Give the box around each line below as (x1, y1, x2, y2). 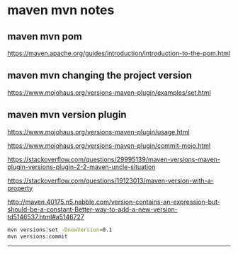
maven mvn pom (7, 30, 83, 42)
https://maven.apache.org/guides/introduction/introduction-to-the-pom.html (7, 49, 231, 57)
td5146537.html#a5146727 (7, 212, 85, 221)
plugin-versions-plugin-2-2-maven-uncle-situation (7, 162, 156, 171)
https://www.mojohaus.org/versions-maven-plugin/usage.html (7, 127, 190, 136)
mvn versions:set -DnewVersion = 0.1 (7, 226, 113, 233)
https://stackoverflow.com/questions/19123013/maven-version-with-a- (7, 176, 214, 185)
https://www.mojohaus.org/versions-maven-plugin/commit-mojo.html (7, 141, 211, 150)
